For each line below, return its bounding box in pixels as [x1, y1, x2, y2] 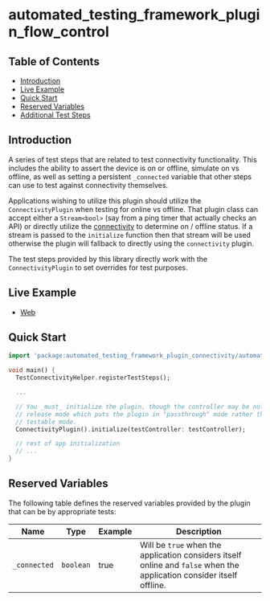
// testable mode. [15, 418, 78, 426]
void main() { [8, 366, 56, 374]
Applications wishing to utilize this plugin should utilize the [8, 195, 202, 206]
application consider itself [139, 569, 238, 580]
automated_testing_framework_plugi [8, 6, 260, 24]
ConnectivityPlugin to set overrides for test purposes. [8, 263, 189, 272]
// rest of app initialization [15, 440, 121, 448]
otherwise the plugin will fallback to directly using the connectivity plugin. [8, 239, 255, 248]
